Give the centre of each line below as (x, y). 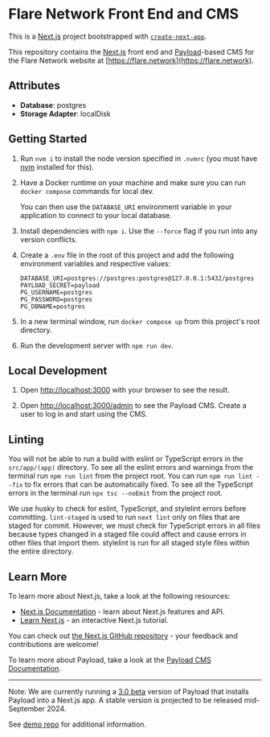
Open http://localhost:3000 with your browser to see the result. (125, 390)
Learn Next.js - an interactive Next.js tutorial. (94, 620)
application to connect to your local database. (96, 215)
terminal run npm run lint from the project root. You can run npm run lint (131, 476)
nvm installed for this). (57, 167)
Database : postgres (53, 105)
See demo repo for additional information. (78, 724)
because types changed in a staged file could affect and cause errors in (127, 534)
